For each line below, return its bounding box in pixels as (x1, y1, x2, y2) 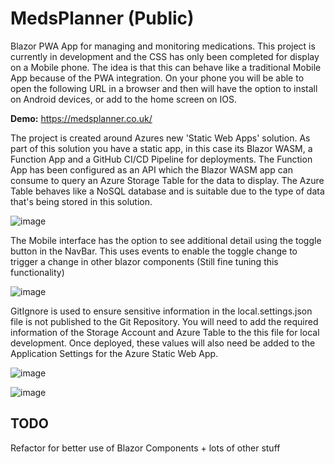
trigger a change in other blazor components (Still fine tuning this (10, 255, 279, 267)
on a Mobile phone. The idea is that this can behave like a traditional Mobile (10, 61, 322, 73)
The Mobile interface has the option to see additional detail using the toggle (10, 234, 322, 246)
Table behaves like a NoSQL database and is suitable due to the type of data (10, 185, 325, 197)
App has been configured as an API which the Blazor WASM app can (10, 163, 293, 176)
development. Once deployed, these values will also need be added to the (10, 337, 316, 349)
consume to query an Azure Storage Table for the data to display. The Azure (10, 174, 325, 186)
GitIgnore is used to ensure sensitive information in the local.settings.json (10, 305, 313, 317)
